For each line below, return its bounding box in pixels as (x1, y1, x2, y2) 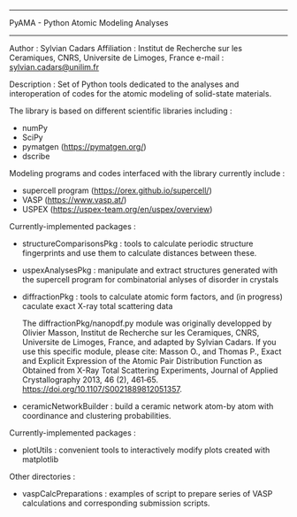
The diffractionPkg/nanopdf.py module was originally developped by (21, 318, 272, 328)
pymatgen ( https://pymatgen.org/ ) (21, 142, 148, 151)
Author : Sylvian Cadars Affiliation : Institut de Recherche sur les (9, 43, 243, 53)
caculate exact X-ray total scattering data (21, 301, 173, 311)
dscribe (21, 151, 50, 161)
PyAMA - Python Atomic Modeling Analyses (9, 18, 169, 27)
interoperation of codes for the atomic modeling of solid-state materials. (9, 89, 272, 98)
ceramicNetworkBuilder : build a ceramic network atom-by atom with (21, 401, 274, 412)
